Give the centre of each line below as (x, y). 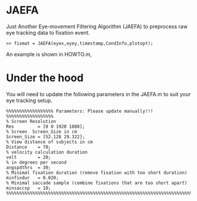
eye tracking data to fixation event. (48, 32)
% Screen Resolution (31, 121)
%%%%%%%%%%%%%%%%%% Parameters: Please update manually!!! (80, 111)
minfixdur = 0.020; (33, 178)
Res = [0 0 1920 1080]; (45, 127)
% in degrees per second (36, 162)
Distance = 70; (28, 147)
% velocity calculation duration (47, 152)
